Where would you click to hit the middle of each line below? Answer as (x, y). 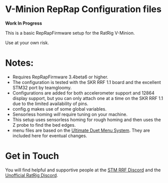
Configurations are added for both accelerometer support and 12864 (83, 93)
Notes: (20, 63)
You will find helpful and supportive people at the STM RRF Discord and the (83, 170)
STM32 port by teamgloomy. (42, 87)
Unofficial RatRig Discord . (32, 175)
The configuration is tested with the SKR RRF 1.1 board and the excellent (87, 82)
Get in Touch (32, 156)
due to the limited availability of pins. (50, 104)
